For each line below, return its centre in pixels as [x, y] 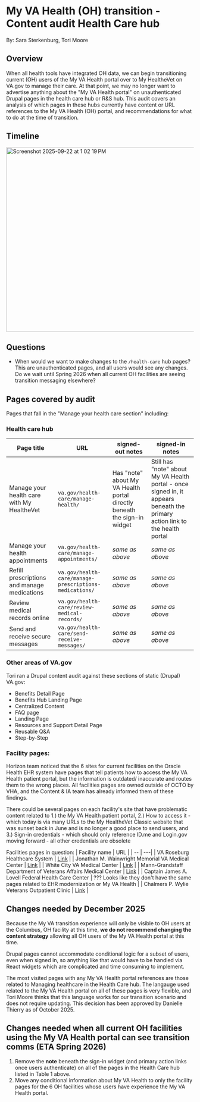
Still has [162, 462]
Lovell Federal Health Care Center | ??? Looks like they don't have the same [99, 878]
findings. [17, 798]
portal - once [170, 484]
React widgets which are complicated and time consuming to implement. [95, 966]
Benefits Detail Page [40, 693]
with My [20, 503]
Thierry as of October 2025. [40, 1009]
